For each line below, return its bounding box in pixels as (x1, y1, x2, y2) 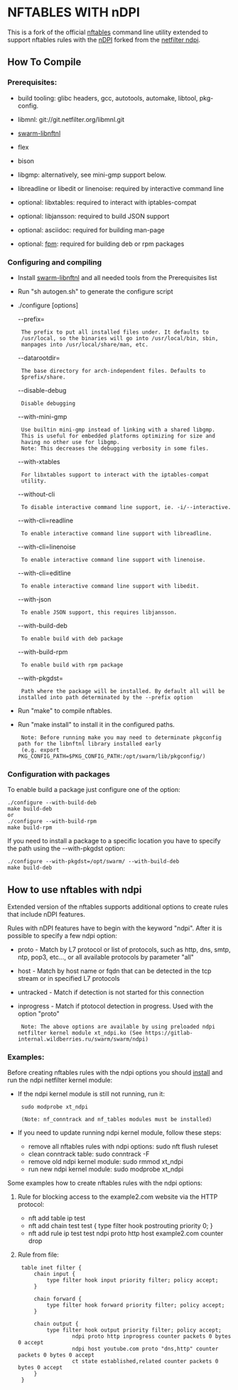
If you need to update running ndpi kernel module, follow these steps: (17, 1128, 222, 1137)
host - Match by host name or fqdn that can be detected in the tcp (17, 967, 212, 975)
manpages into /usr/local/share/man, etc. (21, 341, 149, 348)
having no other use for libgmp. (21, 438, 120, 446)
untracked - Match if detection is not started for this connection (17, 988, 205, 997)
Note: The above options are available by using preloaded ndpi (21, 1024, 215, 1031)
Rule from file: (17, 1250, 59, 1259)
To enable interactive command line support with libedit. (21, 582, 200, 590)
